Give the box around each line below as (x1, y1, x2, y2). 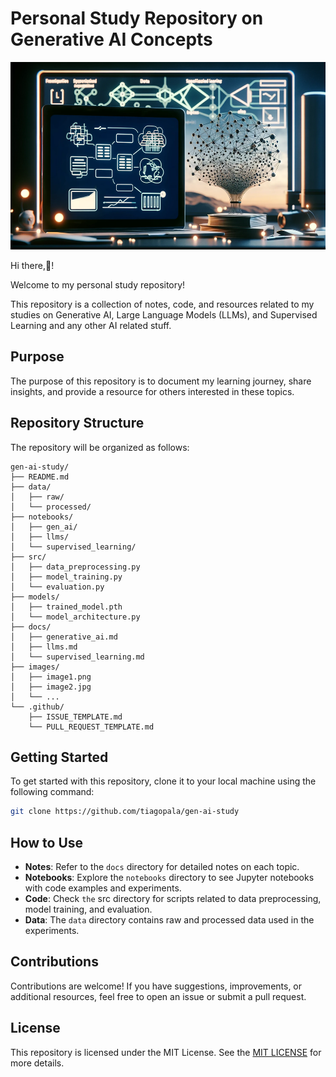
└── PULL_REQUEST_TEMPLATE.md (28, 722, 155, 732)
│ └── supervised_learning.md (10, 652, 145, 662)
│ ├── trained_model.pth (10, 602, 123, 612)
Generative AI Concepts (10, 28, 213, 51)
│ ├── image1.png (10, 672, 92, 682)
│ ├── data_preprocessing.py (10, 562, 141, 572)
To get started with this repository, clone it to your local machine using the (10, 775, 317, 787)
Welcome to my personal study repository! (10, 278, 186, 291)
